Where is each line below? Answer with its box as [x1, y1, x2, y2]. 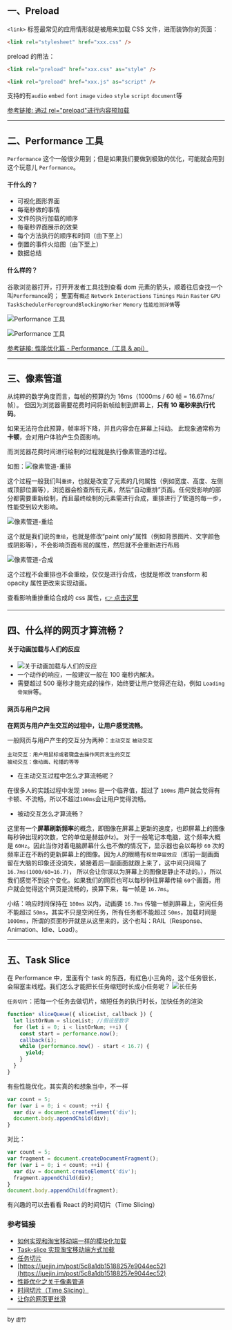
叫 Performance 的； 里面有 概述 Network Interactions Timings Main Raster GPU [7, 291, 221, 299]
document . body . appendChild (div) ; [13, 1115, 110, 1122]
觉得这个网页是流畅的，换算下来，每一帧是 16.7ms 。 [25, 885, 173, 893]
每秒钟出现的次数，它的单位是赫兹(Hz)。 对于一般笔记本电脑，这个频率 [7, 833, 209, 841]
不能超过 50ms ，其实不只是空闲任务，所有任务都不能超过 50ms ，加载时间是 [7, 908, 217, 917]
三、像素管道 [7, 373, 62, 384]
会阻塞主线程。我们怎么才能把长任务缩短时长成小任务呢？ [7, 982, 171, 991]
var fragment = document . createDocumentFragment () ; [7, 1155, 159, 1162]
